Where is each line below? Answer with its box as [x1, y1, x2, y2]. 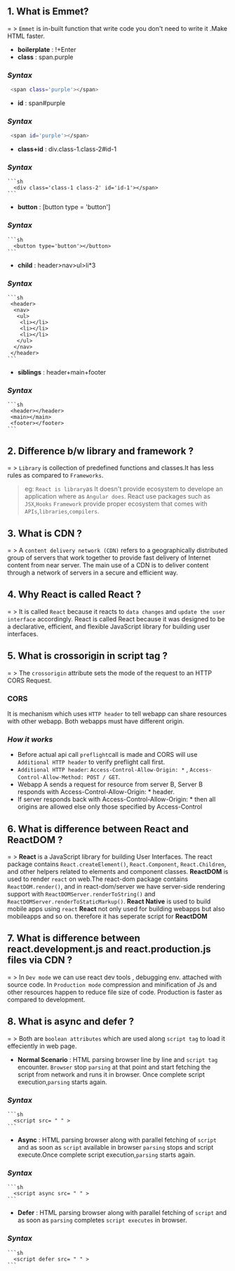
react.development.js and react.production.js [7, 943, 211, 955]
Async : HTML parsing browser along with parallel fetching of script [17, 1136, 217, 1144]
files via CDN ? [7, 954, 73, 967]
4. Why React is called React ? [7, 589, 142, 600]
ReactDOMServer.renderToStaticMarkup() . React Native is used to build [7, 897, 211, 906]
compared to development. [7, 995, 86, 1004]
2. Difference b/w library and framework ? [7, 445, 194, 457]
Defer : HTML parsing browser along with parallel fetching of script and [17, 1209, 227, 1217]
